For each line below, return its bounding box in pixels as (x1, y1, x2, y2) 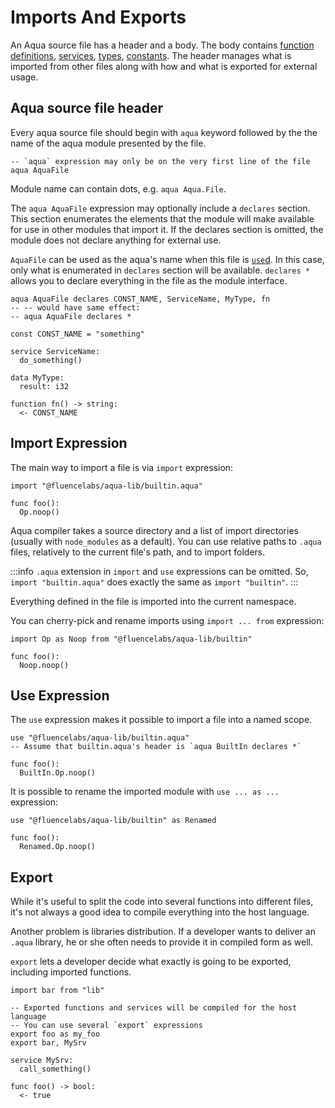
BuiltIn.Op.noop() (19, 768, 97, 778)
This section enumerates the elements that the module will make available (10, 212, 315, 225)
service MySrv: (10, 1056, 74, 1066)
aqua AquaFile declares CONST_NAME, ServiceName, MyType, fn (10, 294, 271, 304)
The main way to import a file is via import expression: (10, 461, 234, 473)
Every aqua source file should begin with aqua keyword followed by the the (10, 126, 318, 138)
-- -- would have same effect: (10, 302, 141, 313)
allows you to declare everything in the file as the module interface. (10, 274, 288, 286)
